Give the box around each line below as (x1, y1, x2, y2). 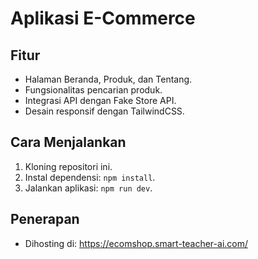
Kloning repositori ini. (24, 160, 113, 172)
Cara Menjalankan (10, 134, 127, 151)
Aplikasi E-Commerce (10, 7, 196, 30)
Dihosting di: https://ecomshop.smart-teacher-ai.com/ (24, 237, 249, 249)
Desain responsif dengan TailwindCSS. (24, 105, 185, 117)
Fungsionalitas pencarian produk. (24, 84, 163, 96)
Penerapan (10, 211, 80, 228)
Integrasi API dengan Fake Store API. (24, 95, 177, 106)
